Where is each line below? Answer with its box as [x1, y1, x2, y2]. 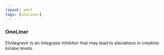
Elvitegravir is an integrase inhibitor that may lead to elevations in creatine [5, 39, 159, 45]
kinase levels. [5, 45, 34, 51]
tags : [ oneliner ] [5, 12, 42, 17]
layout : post [5, 7, 33, 12]
